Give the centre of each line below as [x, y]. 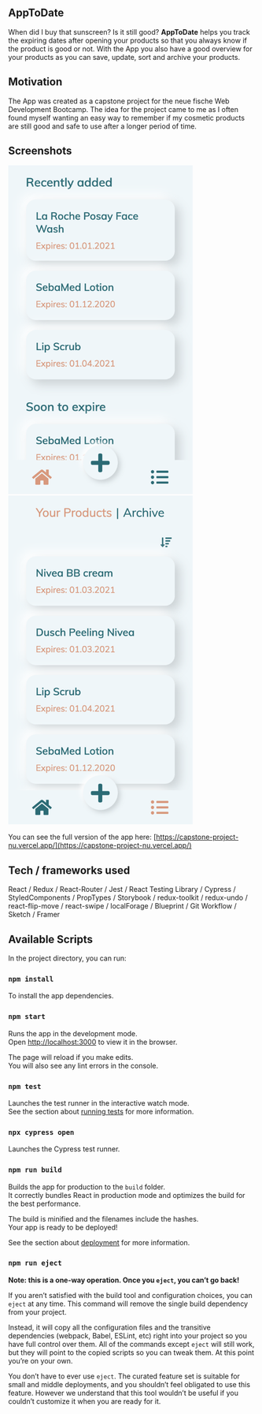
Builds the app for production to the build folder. [87, 1187]
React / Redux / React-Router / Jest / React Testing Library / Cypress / [122, 890]
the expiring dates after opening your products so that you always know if [128, 40]
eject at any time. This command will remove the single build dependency [128, 1304]
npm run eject [35, 1263]
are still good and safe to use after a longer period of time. [102, 126]
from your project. [37, 1311]
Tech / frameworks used [69, 870]
